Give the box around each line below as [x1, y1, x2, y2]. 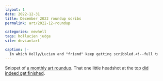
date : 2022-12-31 [5, 12, 40, 16]
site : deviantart [5, 38, 40, 44]
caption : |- [5, 47, 29, 52]
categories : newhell [5, 30, 47, 34]
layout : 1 [5, 7, 25, 12]
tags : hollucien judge [5, 34, 51, 39]
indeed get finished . [5, 70, 45, 76]
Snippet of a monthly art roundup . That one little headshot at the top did [5, 65, 149, 71]
